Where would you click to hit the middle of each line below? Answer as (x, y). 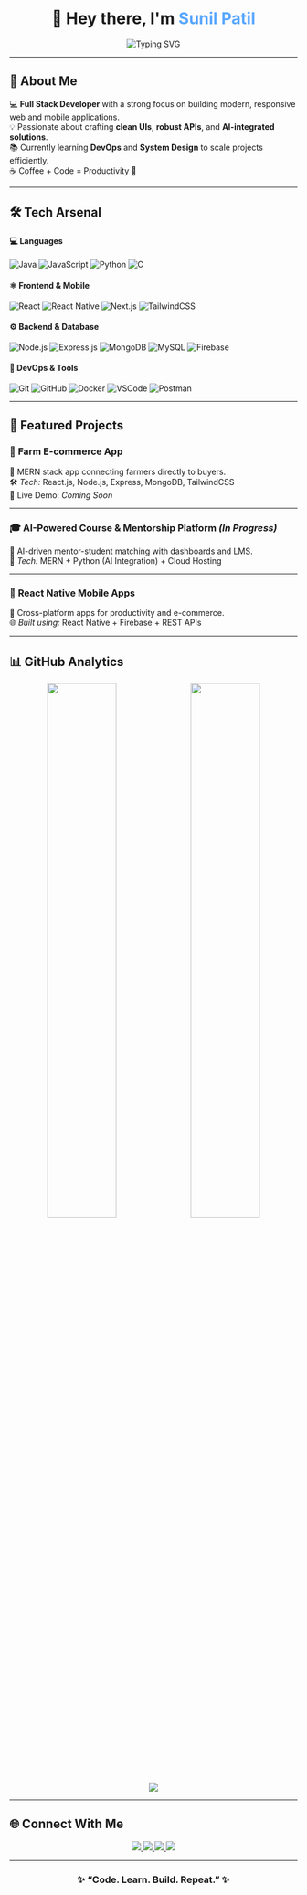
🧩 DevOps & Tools (44, 368)
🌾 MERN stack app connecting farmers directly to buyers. (118, 471)
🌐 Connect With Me (67, 1824)
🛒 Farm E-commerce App (66, 451)
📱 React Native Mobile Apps (72, 593)
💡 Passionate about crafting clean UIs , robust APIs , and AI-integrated (142, 126)
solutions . (29, 137)
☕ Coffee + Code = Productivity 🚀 (73, 170)
